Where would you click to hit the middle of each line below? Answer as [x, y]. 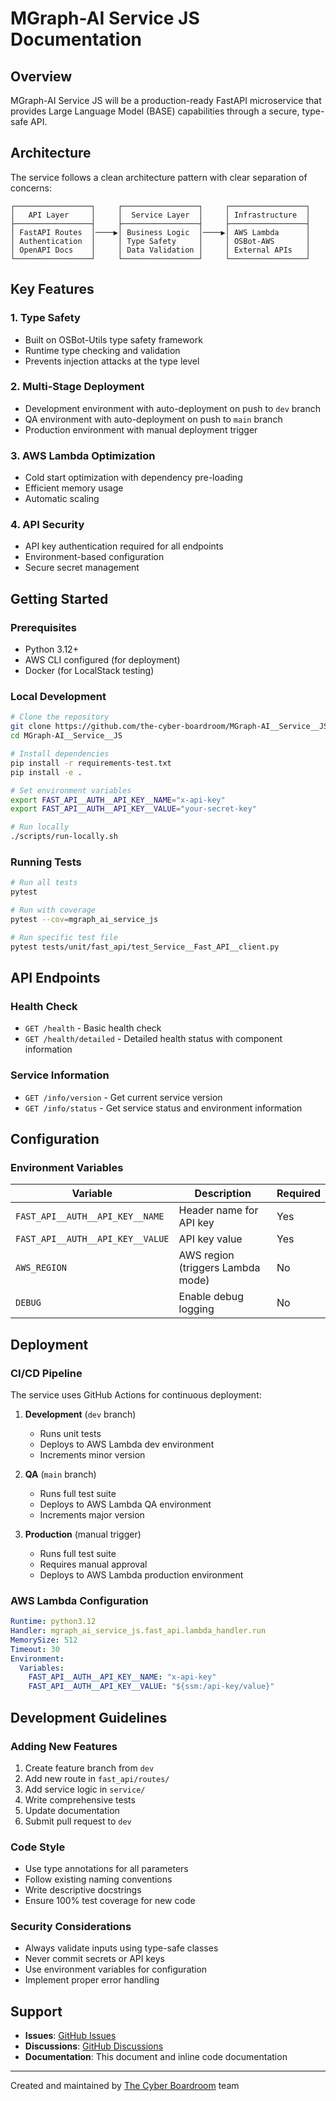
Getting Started [59, 598]
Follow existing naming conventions [98, 1879]
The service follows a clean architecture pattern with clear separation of [159, 177]
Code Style [38, 1847]
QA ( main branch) [60, 1474]
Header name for [218, 1210]
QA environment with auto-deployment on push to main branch [153, 419]
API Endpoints [55, 977]
